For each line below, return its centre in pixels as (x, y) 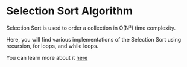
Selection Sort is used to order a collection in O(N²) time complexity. (91, 28)
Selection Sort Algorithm (69, 11)
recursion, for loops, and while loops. (52, 46)
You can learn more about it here (47, 57)
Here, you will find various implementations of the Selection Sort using (94, 39)
